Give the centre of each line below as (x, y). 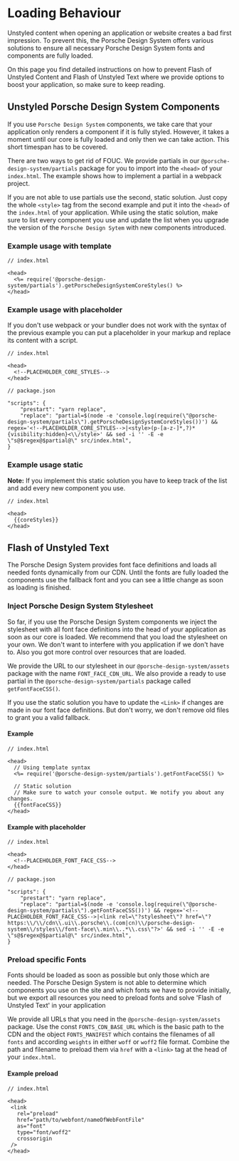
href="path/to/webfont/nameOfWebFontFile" (80, 1120)
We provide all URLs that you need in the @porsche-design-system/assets (114, 1019)
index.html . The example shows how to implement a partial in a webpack (115, 175)
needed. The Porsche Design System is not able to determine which (107, 983)
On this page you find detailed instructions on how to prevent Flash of (110, 69)
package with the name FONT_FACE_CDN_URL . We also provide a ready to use (117, 673)
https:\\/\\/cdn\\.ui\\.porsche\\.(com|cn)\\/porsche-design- (101, 923)
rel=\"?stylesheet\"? (150, 917)
